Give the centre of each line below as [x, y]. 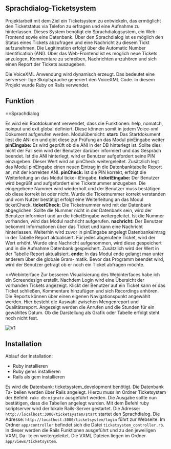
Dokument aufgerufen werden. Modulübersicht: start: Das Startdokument [83, 134]
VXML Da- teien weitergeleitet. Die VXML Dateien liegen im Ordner [76, 436]
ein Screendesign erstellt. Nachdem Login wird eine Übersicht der [75, 280]
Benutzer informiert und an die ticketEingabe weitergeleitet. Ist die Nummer [85, 216]
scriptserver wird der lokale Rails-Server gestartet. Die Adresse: [73, 409]
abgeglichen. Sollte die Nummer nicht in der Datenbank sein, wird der [79, 210]
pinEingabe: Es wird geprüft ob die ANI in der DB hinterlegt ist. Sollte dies [83, 145]
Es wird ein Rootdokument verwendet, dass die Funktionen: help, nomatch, [84, 123]
